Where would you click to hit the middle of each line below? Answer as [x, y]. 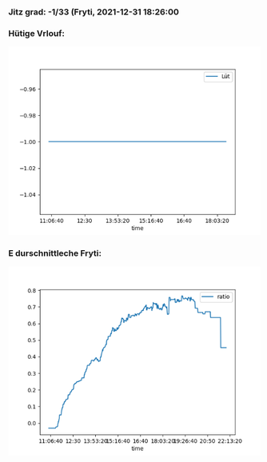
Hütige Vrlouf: [37, 33]
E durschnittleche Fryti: [55, 253]
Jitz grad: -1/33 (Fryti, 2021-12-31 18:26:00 [94, 12]
